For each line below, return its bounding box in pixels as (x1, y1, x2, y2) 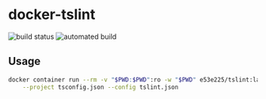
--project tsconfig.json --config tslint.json (22, 83, 179, 91)
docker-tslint (8, 6, 96, 24)
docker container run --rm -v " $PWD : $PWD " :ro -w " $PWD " (8, 75, 196, 84)
